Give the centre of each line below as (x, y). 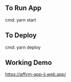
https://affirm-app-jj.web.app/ (36, 74)
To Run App (23, 8)
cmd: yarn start (21, 20)
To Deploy (21, 36)
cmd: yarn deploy (23, 47)
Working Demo (29, 63)
